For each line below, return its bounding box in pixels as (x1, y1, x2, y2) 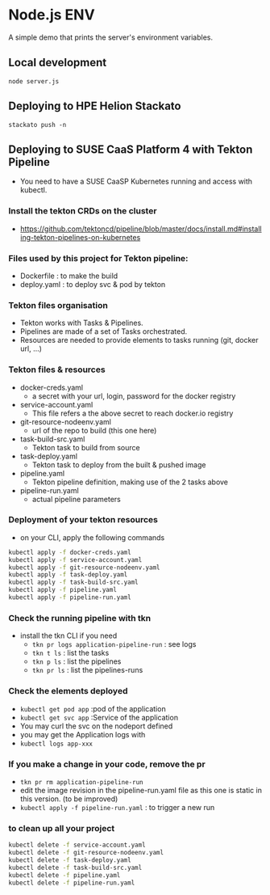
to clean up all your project (8, 822, 115, 834)
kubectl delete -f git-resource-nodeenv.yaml (8, 849, 164, 857)
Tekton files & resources (8, 364, 106, 375)
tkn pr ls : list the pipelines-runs (31, 665, 143, 675)
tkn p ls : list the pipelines (31, 656, 122, 666)
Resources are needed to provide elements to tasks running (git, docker (19, 336, 260, 345)
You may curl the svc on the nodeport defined (19, 721, 173, 731)
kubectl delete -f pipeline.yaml (8, 871, 121, 879)
